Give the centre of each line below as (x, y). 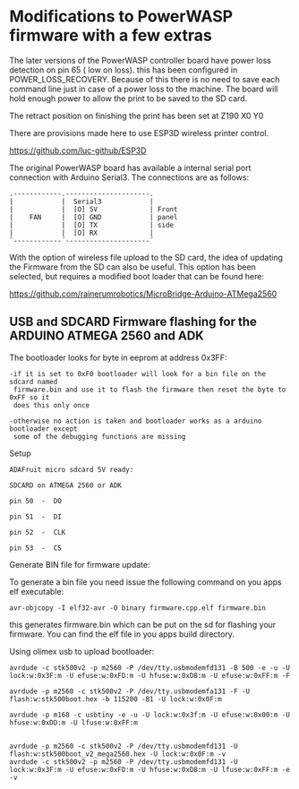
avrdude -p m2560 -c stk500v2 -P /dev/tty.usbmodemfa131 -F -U (130, 691)
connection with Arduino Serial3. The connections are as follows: (129, 177)
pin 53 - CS (36, 548)
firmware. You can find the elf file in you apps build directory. (122, 634)
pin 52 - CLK (38, 532)
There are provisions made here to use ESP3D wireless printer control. (139, 133)
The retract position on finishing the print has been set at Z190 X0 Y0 (137, 116)
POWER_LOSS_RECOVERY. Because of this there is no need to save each (145, 79)
